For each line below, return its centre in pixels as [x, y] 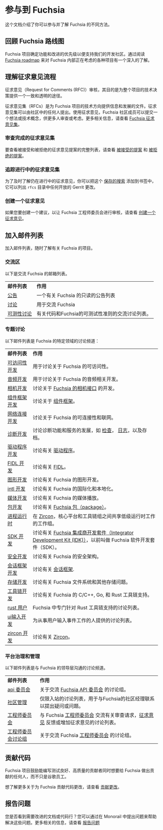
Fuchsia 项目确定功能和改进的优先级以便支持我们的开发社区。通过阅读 [75, 54]
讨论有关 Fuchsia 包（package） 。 [71, 507]
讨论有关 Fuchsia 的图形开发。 [67, 480]
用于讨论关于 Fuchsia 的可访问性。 [72, 366]
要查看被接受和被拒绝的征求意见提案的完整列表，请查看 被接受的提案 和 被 [79, 150]
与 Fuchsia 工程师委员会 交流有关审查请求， [89, 715]
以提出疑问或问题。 [62, 706]
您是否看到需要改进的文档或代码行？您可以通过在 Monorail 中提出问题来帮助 [81, 816]
